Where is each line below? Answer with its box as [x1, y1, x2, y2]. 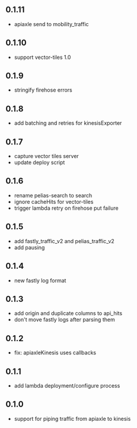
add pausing [14, 244, 45, 251]
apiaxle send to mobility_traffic [14, 20, 90, 27]
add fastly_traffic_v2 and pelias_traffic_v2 [14, 237, 115, 244]
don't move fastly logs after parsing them [14, 316, 115, 323]
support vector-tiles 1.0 [14, 53, 71, 61]
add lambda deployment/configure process [14, 382, 120, 389]
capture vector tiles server [14, 153, 79, 160]
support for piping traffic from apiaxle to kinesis [14, 415, 131, 422]
